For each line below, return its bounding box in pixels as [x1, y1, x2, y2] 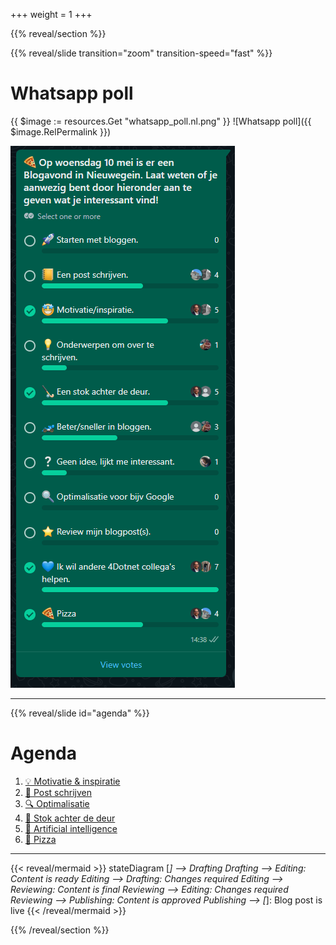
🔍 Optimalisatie [24, 797, 90, 809]
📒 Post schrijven [24, 786, 92, 798]
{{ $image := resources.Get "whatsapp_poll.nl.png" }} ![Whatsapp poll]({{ [10, 115, 312, 127]
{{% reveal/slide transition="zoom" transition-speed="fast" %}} [10, 47, 273, 59]
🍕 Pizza [24, 833, 57, 845]
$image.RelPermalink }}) [10, 125, 111, 138]
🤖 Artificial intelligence [24, 822, 118, 834]
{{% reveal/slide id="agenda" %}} [10, 707, 150, 719]
